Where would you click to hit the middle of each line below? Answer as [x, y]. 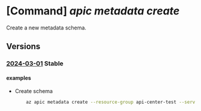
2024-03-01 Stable [35, 64]
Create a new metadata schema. [46, 28]
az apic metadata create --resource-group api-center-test [101, 102]
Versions [23, 46]
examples [19, 78]
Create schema [34, 91]
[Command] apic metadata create [93, 11]
